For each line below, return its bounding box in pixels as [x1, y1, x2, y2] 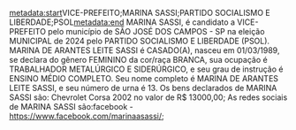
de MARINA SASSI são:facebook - [9, 102, 134, 111]
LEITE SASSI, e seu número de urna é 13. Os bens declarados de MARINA [9, 83, 277, 93]
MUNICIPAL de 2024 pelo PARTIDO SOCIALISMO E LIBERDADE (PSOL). [9, 35, 270, 46]
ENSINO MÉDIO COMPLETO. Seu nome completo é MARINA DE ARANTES [9, 73, 279, 83]
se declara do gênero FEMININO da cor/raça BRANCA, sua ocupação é [9, 55, 268, 65]
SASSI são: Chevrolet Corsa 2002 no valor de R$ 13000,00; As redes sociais [9, 92, 288, 103]
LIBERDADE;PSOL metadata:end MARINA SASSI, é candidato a [9, 17, 236, 27]
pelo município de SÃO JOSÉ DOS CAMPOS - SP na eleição [48, 27, 265, 36]
